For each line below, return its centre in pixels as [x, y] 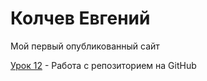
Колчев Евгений [80, 18]
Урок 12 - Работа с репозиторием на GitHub [103, 65]
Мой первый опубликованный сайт [85, 46]
